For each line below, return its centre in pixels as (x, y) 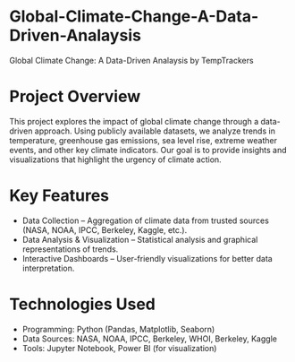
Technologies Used (83, 304)
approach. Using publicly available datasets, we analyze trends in (155, 131)
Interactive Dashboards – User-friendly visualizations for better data (147, 258)
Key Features (59, 196)
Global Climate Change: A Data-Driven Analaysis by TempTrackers (131, 60)
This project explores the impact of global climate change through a (134, 121)
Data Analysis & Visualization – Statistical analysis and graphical (140, 239)
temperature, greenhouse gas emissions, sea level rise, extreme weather (143, 140)
